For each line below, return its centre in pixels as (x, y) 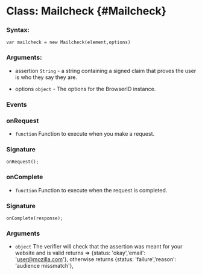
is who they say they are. (46, 77)
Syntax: (18, 30)
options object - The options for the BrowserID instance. (85, 89)
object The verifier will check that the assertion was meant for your (99, 247)
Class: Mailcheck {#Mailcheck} (87, 11)
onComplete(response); (35, 218)
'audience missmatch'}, (44, 266)
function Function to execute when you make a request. (85, 134)
